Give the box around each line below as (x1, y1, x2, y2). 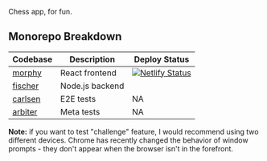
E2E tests (60, 93, 97, 104)
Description (69, 54, 115, 65)
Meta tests (60, 106, 101, 117)
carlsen (12, 93, 41, 104)
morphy (12, 67, 42, 78)
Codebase (12, 54, 53, 65)
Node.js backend (60, 80, 125, 91)
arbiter (12, 106, 38, 117)
